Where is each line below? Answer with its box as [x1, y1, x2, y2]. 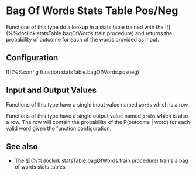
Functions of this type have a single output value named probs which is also [6, 112, 188, 119]
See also [6, 142, 38, 152]
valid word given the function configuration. [6, 125, 112, 132]
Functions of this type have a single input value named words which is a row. [6, 101, 190, 108]
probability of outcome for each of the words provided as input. [6, 36, 159, 43]
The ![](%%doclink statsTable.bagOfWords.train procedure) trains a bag [14, 157, 189, 164]
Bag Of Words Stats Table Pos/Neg [6, 4, 178, 18]
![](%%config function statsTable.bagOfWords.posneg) [6, 68, 139, 76]
